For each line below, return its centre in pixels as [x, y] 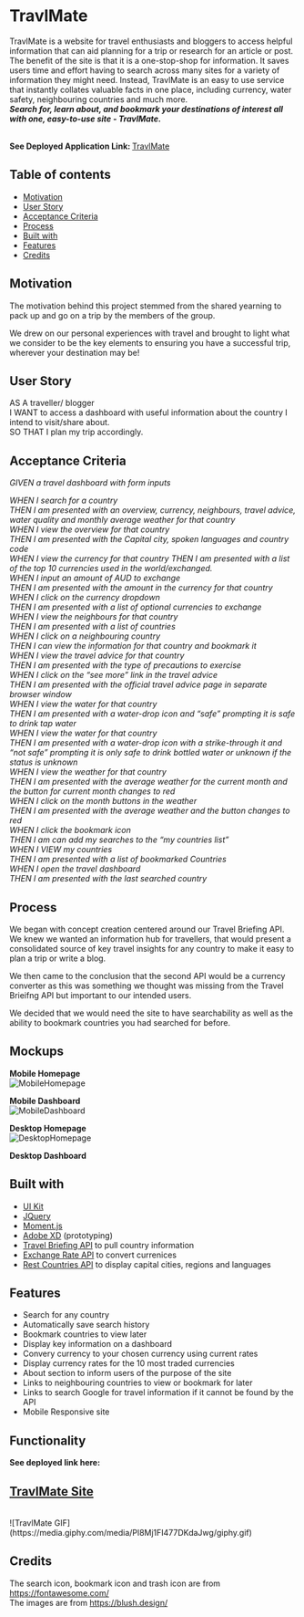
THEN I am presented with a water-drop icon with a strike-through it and [146, 743]
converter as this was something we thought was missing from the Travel [147, 986]
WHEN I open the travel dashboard [75, 869]
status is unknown [44, 762]
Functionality [48, 1440]
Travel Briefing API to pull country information [108, 1245]
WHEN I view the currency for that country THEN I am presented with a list [150, 558]
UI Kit [33, 1206]
